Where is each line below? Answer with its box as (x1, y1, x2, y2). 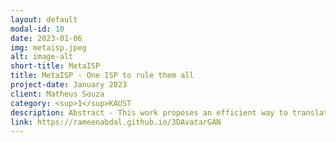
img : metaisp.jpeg (10, 42, 87, 53)
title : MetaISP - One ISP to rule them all (10, 71, 195, 81)
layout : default (10, 14, 78, 25)
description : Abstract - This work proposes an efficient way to (10, 107, 288, 118)
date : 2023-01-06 (10, 33, 83, 43)
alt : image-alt (10, 52, 74, 62)
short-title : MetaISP (10, 61, 101, 71)
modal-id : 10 (10, 24, 65, 34)
